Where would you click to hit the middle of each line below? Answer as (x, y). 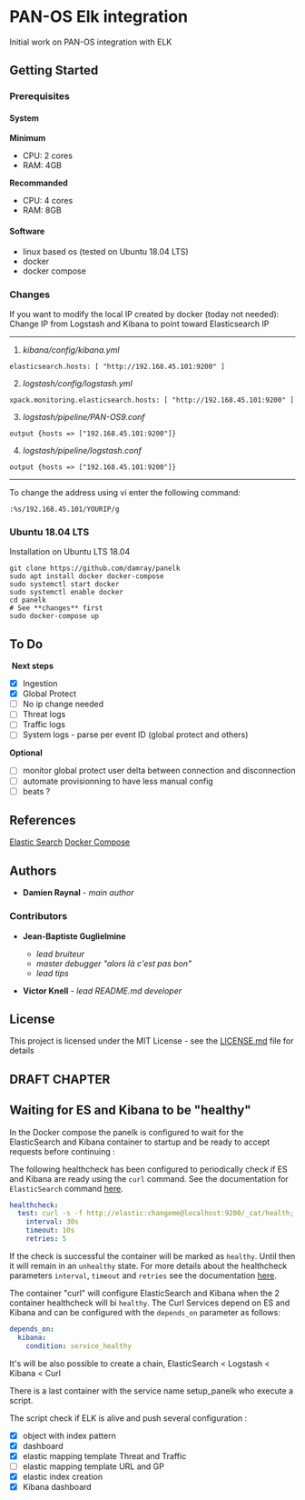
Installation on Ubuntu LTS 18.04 (70, 552)
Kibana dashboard (57, 1486)
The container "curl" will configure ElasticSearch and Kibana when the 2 (144, 1293)
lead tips (53, 973)
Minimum (28, 138)
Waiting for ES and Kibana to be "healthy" (130, 1110)
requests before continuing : (62, 1151)
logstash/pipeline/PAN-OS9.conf (84, 416)
